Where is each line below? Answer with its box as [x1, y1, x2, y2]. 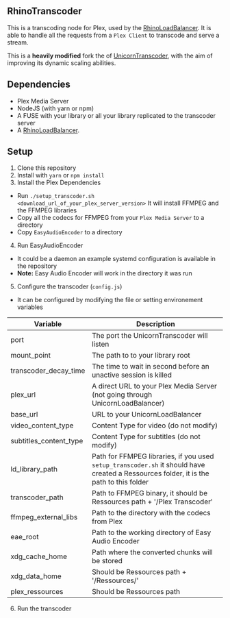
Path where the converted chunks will [91, 547, 214, 557]
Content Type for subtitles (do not [91, 432, 201, 441]
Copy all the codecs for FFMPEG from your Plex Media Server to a [16, 214, 205, 222]
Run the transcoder [16, 604, 72, 613]
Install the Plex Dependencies [16, 178, 101, 187]
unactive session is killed [91, 370, 172, 380]
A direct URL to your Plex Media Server [91, 382, 218, 391]
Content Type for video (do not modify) [91, 421, 218, 430]
